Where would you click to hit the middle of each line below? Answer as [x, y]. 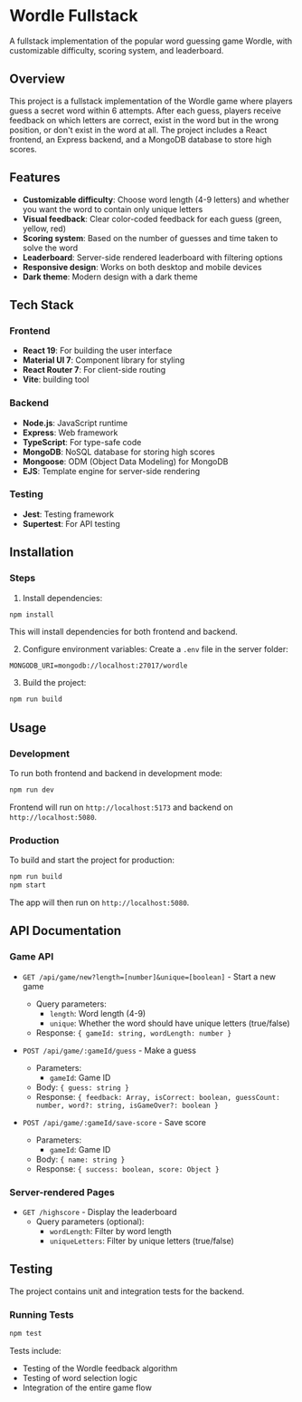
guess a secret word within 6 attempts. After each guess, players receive [146, 111]
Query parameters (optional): [90, 1222]
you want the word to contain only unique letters [113, 209]
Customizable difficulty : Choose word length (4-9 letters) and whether [156, 200]
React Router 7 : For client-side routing [94, 370]
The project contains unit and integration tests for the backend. [127, 1291]
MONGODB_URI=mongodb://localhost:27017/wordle [99, 666]
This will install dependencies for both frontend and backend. [123, 632]
